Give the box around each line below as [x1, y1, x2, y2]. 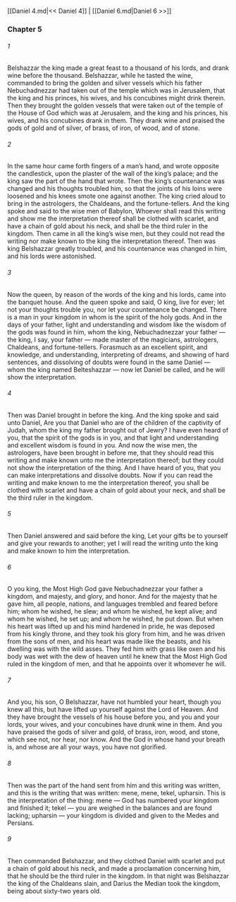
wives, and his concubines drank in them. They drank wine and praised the [7, 117, 225, 125]
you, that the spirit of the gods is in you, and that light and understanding [7, 433, 219, 442]
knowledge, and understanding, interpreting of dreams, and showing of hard [7, 350, 230, 358]
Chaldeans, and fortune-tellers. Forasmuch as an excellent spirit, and [7, 343, 208, 351]
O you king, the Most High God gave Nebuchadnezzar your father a [7, 585, 203, 593]
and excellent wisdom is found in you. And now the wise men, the [7, 440, 198, 449]
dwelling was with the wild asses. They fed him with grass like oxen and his [7, 645, 226, 653]
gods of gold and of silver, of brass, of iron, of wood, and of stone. [7, 124, 201, 132]
